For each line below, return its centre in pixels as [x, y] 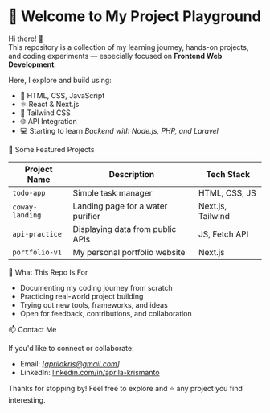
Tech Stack [228, 174]
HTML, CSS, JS [227, 192]
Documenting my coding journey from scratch [96, 287]
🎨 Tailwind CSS [45, 113]
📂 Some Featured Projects [51, 149]
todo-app [29, 193]
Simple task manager [112, 192]
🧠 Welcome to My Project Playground [135, 17]
